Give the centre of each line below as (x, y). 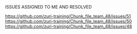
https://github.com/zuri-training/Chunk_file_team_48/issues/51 (68, 16)
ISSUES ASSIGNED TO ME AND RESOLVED (48, 7)
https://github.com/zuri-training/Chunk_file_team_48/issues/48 (68, 26)
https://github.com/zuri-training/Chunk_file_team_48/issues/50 (68, 21)
